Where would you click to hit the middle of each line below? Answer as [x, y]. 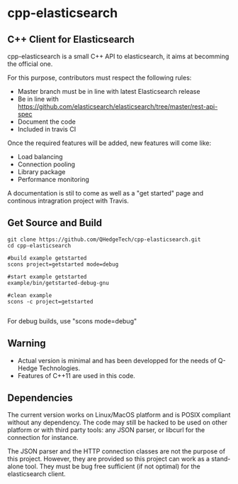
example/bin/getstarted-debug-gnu [58, 283]
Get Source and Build [55, 223]
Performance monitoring [53, 179]
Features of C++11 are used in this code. [76, 375]
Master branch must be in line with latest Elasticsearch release [109, 91]
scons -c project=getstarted [50, 301]
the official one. [30, 64]
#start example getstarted [47, 276]
